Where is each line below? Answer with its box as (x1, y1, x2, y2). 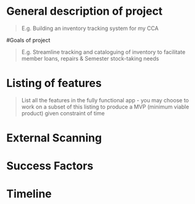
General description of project (6, 4, 163, 18)
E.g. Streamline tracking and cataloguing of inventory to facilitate (21, 48, 186, 56)
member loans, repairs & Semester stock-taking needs (21, 55, 159, 62)
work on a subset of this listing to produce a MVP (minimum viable (21, 103, 189, 110)
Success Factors (6, 159, 94, 173)
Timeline (6, 187, 52, 201)
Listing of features (6, 77, 102, 90)
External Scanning (6, 131, 102, 145)
